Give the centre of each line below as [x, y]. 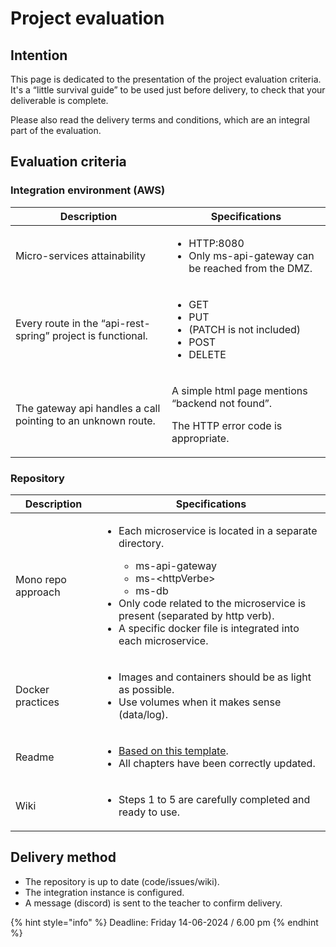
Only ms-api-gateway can [251, 255]
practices [37, 702]
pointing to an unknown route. [85, 420]
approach [38, 592]
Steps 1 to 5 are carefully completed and [214, 799]
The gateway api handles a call [88, 408]
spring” [32, 335]
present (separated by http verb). [196, 615]
